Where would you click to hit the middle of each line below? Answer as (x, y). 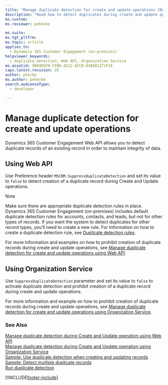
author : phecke (21, 75)
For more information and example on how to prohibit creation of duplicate (82, 301)
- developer (22, 89)
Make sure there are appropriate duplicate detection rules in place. (74, 206)
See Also (16, 325)
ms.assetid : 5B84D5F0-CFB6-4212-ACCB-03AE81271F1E (59, 66)
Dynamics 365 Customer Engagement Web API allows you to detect (75, 143)
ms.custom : (16, 19)
